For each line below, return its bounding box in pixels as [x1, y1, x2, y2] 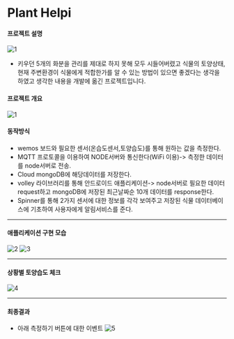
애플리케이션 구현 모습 [7, 229, 67, 237]
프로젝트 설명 [7, 29, 43, 38]
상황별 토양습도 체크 [7, 268, 61, 276]
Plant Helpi [7, 5, 72, 21]
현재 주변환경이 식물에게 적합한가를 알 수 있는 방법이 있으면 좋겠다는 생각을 [17, 68, 221, 77]
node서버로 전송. [24, 161, 72, 169]
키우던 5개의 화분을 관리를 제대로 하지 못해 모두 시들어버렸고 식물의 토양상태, [17, 59, 226, 68]
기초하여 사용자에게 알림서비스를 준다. [30, 204, 134, 213]
